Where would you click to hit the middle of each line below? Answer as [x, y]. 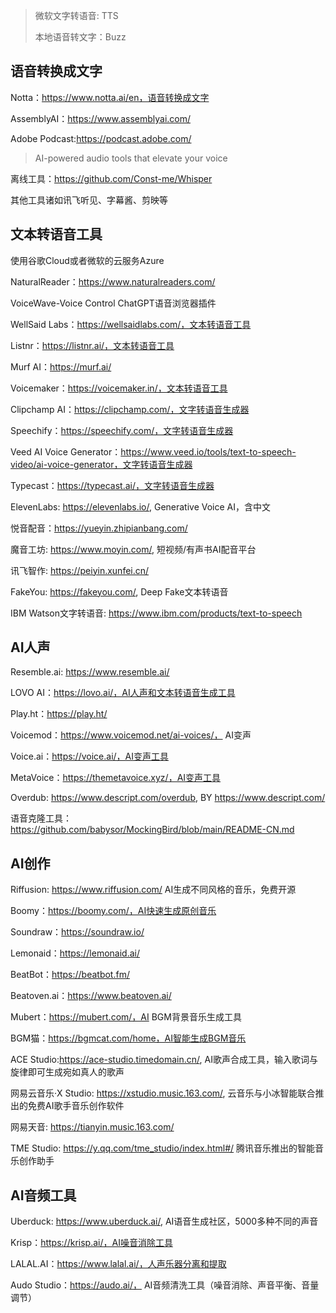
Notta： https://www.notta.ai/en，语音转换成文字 [110, 97]
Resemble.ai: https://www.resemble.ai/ [90, 672]
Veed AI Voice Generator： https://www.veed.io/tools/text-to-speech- [153, 451]
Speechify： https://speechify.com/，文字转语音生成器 [122, 430]
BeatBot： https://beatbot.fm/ [70, 975]
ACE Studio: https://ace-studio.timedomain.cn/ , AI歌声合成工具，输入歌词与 [164, 1060]
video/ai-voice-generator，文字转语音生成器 [101, 464]
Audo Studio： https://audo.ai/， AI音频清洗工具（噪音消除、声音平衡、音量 [165, 1285]
